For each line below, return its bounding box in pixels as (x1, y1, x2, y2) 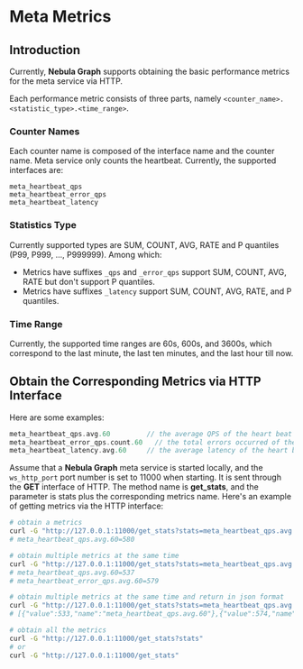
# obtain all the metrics (9, 626, 106, 635)
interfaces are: (9, 165, 64, 176)
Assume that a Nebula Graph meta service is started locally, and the (9, 463, 263, 473)
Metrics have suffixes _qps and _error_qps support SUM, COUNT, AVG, (22, 266, 287, 277)
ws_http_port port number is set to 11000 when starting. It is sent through (9, 472, 282, 483)
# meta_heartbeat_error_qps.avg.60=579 (9, 576, 160, 585)
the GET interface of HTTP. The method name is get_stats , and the (9, 481, 259, 492)
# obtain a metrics (9, 518, 83, 527)
